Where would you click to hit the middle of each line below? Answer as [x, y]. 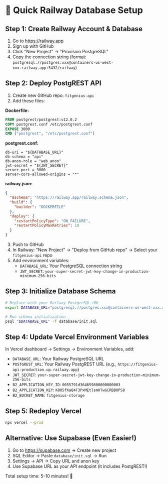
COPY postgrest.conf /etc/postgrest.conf [49, 124]
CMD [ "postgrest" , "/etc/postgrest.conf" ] [50, 134]
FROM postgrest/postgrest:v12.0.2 [41, 119]
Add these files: [28, 100]
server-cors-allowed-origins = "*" [42, 174]
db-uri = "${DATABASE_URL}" [34, 153]
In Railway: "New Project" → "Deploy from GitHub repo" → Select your [85, 250]
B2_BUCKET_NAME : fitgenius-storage [48, 395]
